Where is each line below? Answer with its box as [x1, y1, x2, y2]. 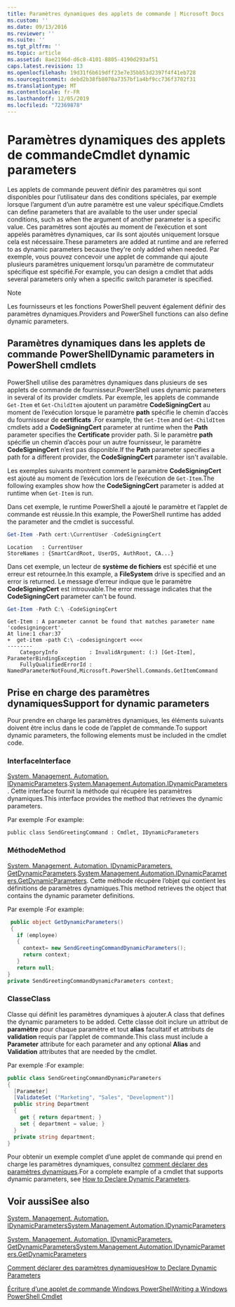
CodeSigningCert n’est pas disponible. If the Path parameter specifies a [7, 445, 215, 453]
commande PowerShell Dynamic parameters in [7, 349, 215, 361]
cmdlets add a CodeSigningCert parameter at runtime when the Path [7, 423, 208, 431]
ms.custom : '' [7, 17, 49, 24]
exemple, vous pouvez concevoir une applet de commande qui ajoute [7, 252, 208, 261]
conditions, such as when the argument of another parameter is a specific [7, 215, 221, 224]
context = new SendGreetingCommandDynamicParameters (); [22, 945, 187, 952]
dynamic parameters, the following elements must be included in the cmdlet [7, 731, 227, 740]
